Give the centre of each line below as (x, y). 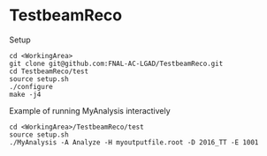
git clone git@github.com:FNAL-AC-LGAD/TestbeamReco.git (116, 63)
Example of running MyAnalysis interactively (90, 110)
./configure (31, 86)
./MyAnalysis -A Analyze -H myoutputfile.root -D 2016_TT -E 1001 (134, 142)
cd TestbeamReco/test (49, 71)
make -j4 (25, 94)
